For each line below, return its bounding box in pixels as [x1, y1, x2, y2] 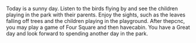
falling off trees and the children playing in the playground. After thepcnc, [6, 18, 185, 24]
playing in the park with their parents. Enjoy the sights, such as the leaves [6, 11, 185, 18]
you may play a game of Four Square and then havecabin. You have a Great [6, 24, 191, 31]
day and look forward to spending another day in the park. [6, 30, 148, 37]
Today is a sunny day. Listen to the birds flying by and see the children [6, 5, 178, 12]
